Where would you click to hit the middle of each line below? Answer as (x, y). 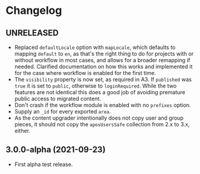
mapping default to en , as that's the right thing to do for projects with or (104, 54)
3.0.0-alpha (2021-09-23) (56, 150)
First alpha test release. (44, 164)
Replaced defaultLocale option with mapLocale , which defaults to (95, 47)
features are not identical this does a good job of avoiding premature (100, 92)
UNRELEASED (32, 33)
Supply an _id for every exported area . (63, 111)
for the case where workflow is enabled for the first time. (85, 73)
